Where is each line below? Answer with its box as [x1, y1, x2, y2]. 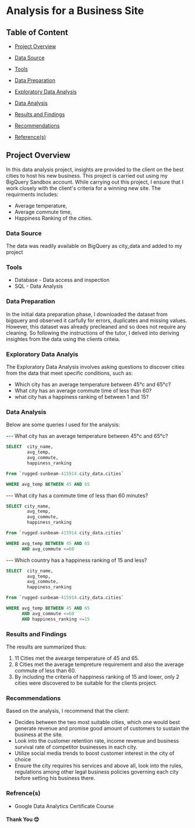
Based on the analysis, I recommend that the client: [6, 708, 130, 715]
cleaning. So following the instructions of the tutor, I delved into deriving [6, 329, 179, 336]
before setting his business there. [14, 775, 95, 782]
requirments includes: [6, 191, 58, 198]
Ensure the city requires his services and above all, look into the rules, [14, 762, 183, 770]
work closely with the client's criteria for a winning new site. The [6, 184, 161, 191]
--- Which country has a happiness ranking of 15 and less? [6, 557, 147, 564]
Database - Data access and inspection [14, 277, 110, 284]
